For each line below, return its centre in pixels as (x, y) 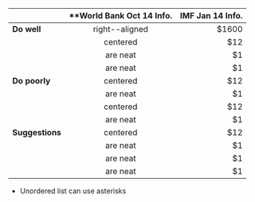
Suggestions (37, 132)
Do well (27, 29)
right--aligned (121, 29)
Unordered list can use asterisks (73, 191)
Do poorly (31, 81)
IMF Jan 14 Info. (211, 16)
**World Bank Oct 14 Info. (121, 16)
